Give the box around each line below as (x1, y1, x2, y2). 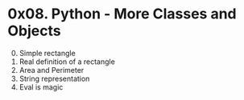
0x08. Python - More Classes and (7, 5, 237, 23)
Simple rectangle (19, 48, 76, 58)
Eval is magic (19, 82, 64, 92)
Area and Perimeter (19, 65, 85, 74)
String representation (19, 74, 90, 83)
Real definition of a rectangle (19, 57, 116, 66)
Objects (7, 22, 61, 40)
